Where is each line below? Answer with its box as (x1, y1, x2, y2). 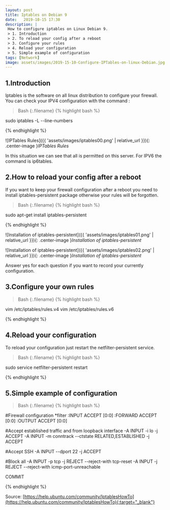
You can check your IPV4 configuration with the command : (5, 98, 130, 104)
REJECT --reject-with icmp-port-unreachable (5, 464, 101, 470)
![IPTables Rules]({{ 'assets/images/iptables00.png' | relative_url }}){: (5, 138, 150, 144)
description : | (5, 21, 38, 27)
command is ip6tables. (5, 158, 53, 164)
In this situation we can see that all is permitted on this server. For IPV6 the (5, 153, 162, 159)
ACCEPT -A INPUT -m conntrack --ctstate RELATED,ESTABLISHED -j (5, 433, 150, 439)
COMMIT (5, 474, 24, 480)
